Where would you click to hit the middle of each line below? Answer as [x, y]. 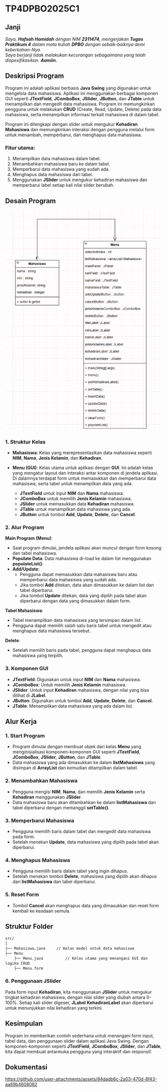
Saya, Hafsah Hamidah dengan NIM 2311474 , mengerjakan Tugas [74, 39]
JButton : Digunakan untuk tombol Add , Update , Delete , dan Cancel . [83, 700]
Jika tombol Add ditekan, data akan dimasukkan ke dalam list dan [87, 585]
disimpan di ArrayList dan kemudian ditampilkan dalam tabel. [75, 768]
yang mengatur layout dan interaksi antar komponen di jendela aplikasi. [85, 473]
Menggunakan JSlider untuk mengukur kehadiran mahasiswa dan [80, 180]
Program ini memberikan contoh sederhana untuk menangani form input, [80, 1036]
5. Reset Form [22, 895]
